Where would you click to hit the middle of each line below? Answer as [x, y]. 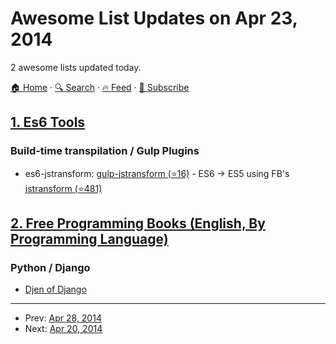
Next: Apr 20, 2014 [63, 329]
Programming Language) [89, 239]
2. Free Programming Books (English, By [138, 223]
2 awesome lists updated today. [76, 67]
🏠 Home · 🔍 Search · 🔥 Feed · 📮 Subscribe [100, 87]
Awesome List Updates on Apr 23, [154, 18]
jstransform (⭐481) [63, 188]
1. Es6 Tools [48, 122]
